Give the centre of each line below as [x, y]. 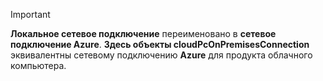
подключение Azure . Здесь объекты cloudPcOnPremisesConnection [160, 44]
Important [30, 14]
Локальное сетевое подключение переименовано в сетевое [143, 33]
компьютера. [38, 65]
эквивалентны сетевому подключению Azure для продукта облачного [161, 55]
